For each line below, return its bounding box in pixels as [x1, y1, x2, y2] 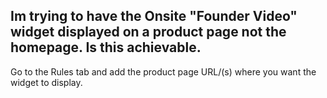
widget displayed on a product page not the [10, 24, 287, 41]
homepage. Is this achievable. [10, 39, 202, 56]
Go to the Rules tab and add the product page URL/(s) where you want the [10, 65, 317, 78]
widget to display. [10, 76, 83, 88]
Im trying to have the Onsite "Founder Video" [10, 8, 298, 25]
